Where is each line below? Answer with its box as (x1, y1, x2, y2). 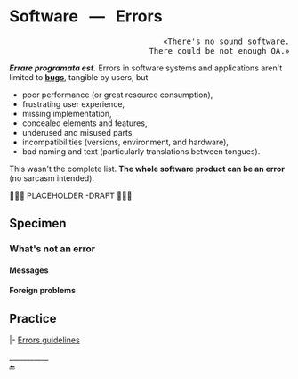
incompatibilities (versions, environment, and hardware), (21, 136, 230, 147)
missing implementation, (21, 108, 113, 119)
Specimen (9, 216, 67, 231)
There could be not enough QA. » (149, 45, 290, 55)
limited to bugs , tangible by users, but (9, 71, 149, 82)
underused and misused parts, (21, 127, 135, 137)
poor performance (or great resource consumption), (21, 89, 213, 100)
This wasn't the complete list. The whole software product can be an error (9, 163, 285, 174)
